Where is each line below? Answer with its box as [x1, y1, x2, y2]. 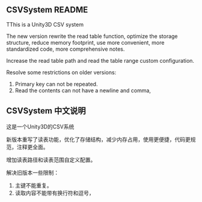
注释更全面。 [16, 143, 49, 150]
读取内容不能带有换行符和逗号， [14, 189, 94, 197]
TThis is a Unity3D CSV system [6, 21, 84, 28]
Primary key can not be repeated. [14, 80, 98, 87]
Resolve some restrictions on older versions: [6, 69, 117, 76]
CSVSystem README [6, 5, 88, 15]
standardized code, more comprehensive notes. [6, 45, 125, 52]
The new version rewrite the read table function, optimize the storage [6, 33, 179, 40]
